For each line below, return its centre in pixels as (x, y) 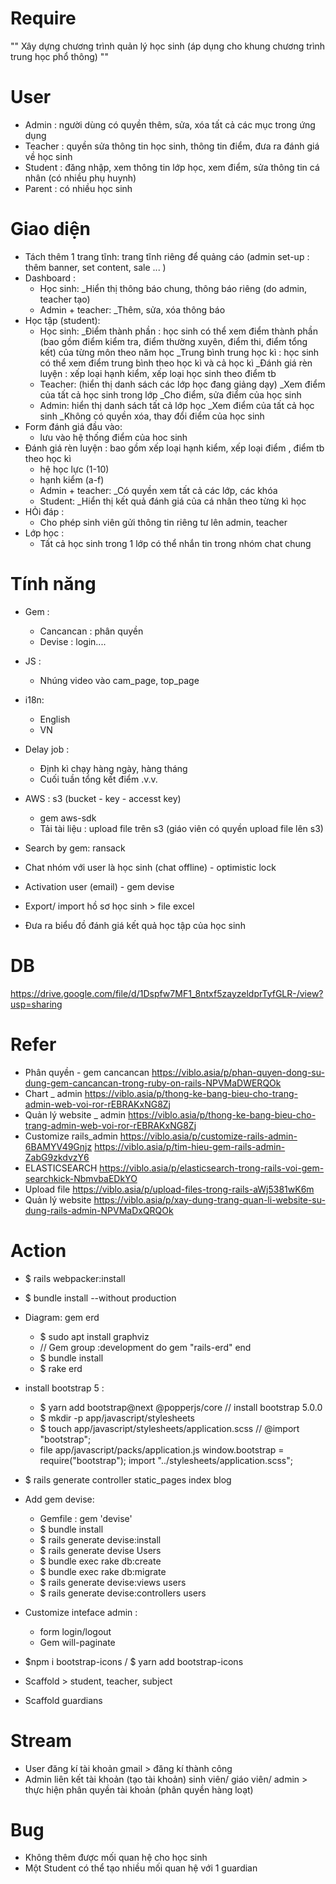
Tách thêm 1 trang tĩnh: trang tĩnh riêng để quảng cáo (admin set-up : (167, 256)
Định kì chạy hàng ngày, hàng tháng (113, 768)
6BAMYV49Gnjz (58, 1146)
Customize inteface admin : (81, 1612)
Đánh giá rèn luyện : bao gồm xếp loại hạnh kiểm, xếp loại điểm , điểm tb (174, 448)
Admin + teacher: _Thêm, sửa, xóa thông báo (132, 309)
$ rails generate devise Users (100, 1550)
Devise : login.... (73, 641)
